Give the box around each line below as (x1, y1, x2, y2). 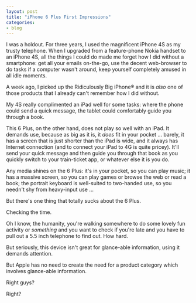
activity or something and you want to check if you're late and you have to (6, 226, 185, 233)
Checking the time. (6, 209, 51, 216)
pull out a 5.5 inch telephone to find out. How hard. (6, 233, 129, 240)
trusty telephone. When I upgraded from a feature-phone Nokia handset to (6, 47, 186, 55)
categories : (6, 19, 35, 25)
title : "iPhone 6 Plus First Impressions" (6, 14, 111, 20)
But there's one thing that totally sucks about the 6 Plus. (6, 198, 142, 205)
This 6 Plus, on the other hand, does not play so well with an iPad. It (6, 125, 170, 132)
